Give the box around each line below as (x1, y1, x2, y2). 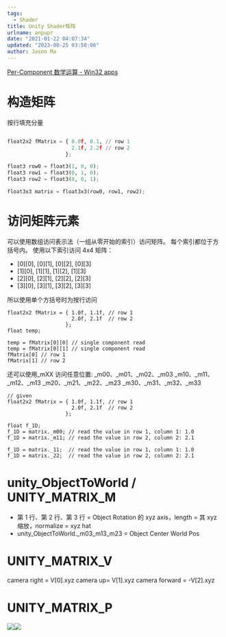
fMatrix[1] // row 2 (7, 357, 66, 364)
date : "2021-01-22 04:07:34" (7, 36, 90, 42)
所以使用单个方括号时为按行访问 (7, 295, 97, 303)
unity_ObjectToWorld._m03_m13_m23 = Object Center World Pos (16, 529, 200, 538)
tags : (7, 10, 23, 17)
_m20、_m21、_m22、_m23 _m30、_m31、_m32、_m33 (42, 378, 201, 387)
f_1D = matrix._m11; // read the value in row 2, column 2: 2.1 (7, 434, 194, 441)
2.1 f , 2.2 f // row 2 (71, 145, 130, 151)
